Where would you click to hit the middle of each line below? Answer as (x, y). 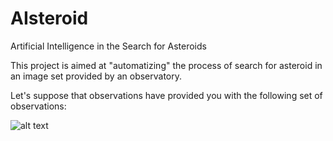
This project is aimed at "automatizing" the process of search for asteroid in (166, 65)
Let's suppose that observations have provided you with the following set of (166, 95)
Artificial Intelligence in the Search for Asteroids (108, 46)
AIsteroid (49, 18)
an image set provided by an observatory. (96, 76)
